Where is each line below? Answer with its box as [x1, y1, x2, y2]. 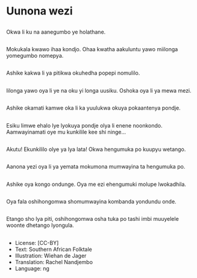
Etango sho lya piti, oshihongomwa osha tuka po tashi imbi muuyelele [6, 215, 179, 223]
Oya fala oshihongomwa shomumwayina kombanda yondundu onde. [6, 198, 177, 205]
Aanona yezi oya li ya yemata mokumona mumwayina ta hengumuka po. [6, 163, 186, 170]
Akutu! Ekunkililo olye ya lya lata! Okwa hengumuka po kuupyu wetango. [6, 146, 186, 153]
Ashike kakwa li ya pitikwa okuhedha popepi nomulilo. [6, 69, 140, 76]
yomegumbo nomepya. [6, 52, 64, 59]
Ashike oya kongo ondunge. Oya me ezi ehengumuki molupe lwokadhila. [6, 181, 187, 188]
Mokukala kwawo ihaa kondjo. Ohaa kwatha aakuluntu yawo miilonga [6, 45, 178, 52]
